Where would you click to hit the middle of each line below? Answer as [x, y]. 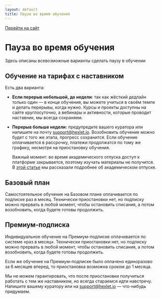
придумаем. [18, 291]
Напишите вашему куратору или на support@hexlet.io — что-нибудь [76, 286]
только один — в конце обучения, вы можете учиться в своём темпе [84, 102]
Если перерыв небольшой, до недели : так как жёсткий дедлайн [79, 97]
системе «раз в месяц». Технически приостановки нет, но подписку [76, 242]
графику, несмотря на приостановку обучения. [61, 148]
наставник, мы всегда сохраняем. [47, 118]
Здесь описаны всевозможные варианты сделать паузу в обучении [75, 61]
